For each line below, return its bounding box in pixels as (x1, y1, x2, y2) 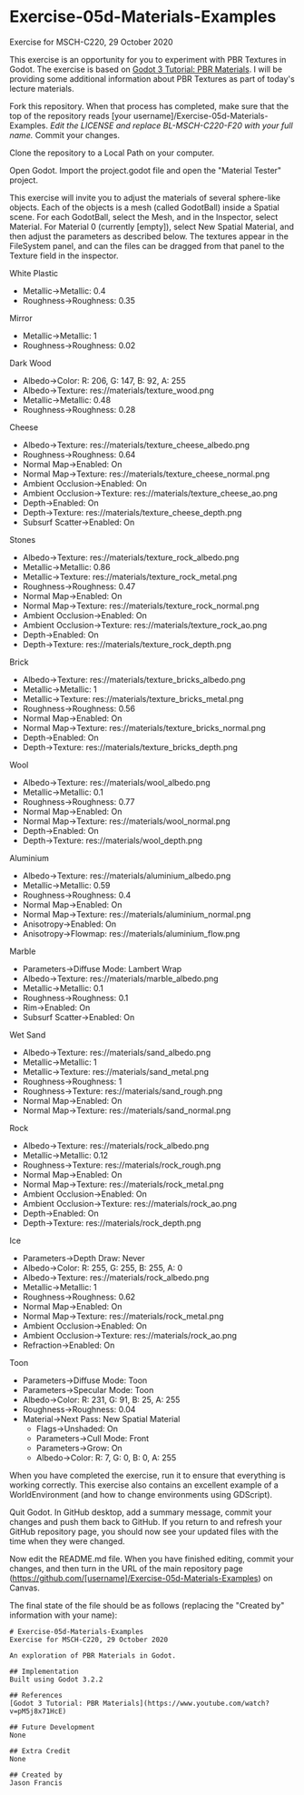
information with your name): (9, 1609, 118, 1620)
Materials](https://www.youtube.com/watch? (103, 1699, 270, 1708)
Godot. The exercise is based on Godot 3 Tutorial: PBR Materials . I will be (9, 64, 283, 75)
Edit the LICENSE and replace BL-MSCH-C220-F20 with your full (49, 120, 293, 131)
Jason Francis (9, 1778, 64, 1788)
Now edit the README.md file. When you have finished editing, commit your (9, 1553, 294, 1564)
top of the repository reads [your (9, 110, 132, 121)
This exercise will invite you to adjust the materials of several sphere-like (9, 192, 281, 203)
